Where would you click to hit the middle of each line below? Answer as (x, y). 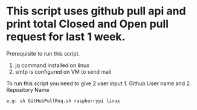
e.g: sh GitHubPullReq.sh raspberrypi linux (63, 101)
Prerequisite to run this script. (43, 53)
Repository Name (28, 89)
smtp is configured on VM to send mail (63, 71)
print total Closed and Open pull (88, 24)
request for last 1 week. (66, 37)
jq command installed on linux (52, 65)
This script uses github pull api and (96, 11)
